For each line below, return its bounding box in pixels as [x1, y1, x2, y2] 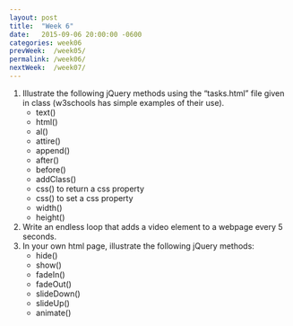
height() [35, 212, 65, 223]
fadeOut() [35, 278, 72, 289]
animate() [35, 307, 72, 318]
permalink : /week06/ [9, 55, 87, 64]
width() [35, 202, 63, 213]
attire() [35, 136, 61, 146]
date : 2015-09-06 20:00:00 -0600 [9, 30, 142, 39]
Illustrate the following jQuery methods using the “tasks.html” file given [22, 87, 285, 99]
